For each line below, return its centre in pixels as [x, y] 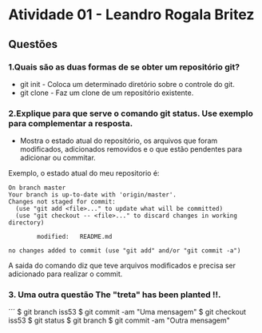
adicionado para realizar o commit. [65, 274]
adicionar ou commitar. [58, 158]
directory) [26, 223]
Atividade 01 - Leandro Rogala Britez [131, 15]
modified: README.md [75, 237]
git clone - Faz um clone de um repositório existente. [107, 93]
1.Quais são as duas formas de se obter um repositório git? [124, 67]
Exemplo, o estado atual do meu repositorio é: [84, 173]
